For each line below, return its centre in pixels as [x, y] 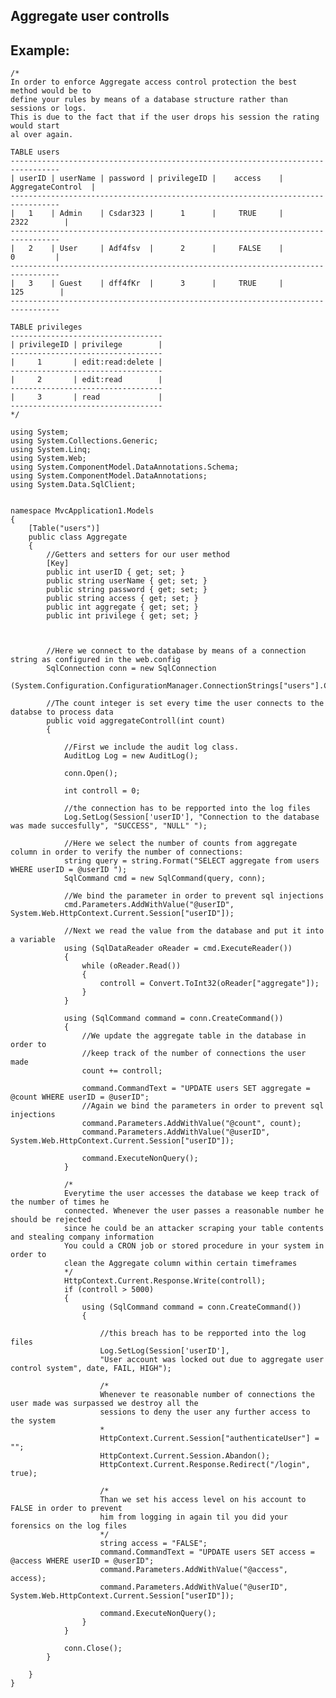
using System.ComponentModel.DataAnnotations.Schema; [125, 467]
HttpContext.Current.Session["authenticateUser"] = [209, 1439]
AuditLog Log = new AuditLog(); [131, 756]
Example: [40, 50]
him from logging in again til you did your [193, 1517]
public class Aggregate [78, 537]
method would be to [51, 91]
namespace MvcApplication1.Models [82, 511]
